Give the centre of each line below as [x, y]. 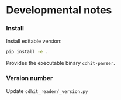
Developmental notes [59, 10]
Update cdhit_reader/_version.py [47, 91]
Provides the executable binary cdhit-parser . [61, 63]
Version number [30, 78]
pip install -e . [27, 52]
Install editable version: [34, 41]
